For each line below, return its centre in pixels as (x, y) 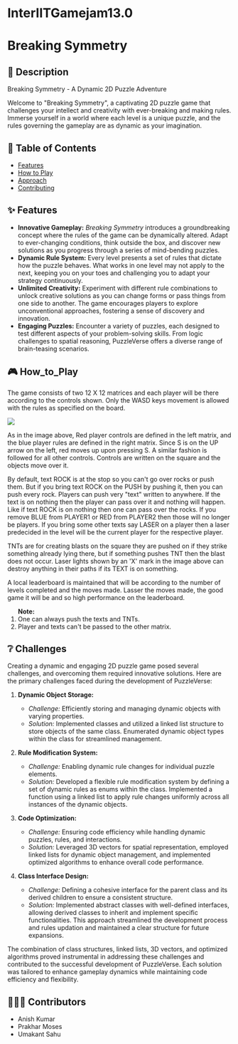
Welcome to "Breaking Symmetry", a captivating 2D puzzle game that (109, 103)
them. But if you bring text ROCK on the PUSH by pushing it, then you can (115, 487)
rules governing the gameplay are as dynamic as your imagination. (105, 125)
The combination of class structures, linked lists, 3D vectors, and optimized (118, 949)
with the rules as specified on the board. (66, 408)
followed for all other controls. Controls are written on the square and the (114, 458)
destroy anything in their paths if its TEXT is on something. (93, 569)
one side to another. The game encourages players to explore (108, 303)
